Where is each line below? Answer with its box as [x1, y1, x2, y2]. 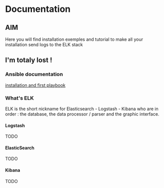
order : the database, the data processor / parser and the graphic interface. [5, 111, 160, 117]
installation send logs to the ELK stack [5, 42, 83, 48]
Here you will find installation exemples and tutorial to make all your [5, 36, 143, 42]
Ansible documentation [5, 71, 63, 78]
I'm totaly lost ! [5, 56, 53, 64]
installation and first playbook [5, 82, 66, 88]
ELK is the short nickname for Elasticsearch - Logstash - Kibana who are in [5, 106, 159, 112]
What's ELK [5, 94, 34, 101]
